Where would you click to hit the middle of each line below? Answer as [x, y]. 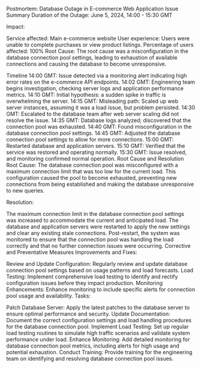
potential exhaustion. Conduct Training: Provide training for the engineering [100, 352]
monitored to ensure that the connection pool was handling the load [90, 239]
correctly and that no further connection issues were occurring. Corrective [98, 246]
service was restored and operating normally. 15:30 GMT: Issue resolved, [97, 152]
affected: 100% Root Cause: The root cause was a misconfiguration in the [97, 51]
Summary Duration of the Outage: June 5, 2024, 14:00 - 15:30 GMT [89, 15]
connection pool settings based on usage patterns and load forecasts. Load [100, 270]
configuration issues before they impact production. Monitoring [85, 283]
